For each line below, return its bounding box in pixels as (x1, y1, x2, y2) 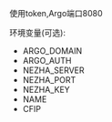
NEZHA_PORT (22, 75, 76, 85)
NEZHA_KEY (22, 85, 70, 95)
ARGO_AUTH (22, 56, 72, 66)
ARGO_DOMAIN (22, 46, 83, 56)
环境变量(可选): (9, 27, 66, 38)
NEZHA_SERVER (22, 65, 85, 76)
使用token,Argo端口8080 (9, 8, 103, 18)
